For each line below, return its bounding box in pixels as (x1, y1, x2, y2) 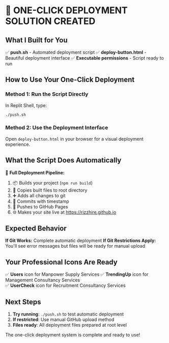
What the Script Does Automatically (5, 156, 122, 165)
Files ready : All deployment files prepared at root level (12, 322, 127, 328)
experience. (5, 141, 31, 147)
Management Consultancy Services (5, 277, 80, 283)
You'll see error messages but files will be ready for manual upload (5, 243, 146, 249)
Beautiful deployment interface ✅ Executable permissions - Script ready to (5, 55, 164, 61)
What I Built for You (5, 36, 68, 44)
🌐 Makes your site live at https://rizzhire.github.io (12, 209, 117, 215)
